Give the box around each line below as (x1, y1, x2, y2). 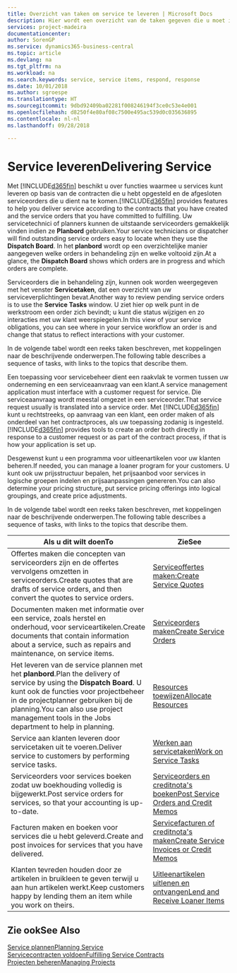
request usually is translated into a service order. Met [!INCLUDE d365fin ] (7, 403, 220, 412)
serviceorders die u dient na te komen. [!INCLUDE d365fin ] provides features (7, 197, 228, 205)
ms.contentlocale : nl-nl (7, 115, 80, 122)
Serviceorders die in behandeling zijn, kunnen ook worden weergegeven (7, 278, 219, 287)
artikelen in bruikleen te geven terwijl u (11, 873, 139, 883)
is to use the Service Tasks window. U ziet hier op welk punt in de (7, 301, 200, 309)
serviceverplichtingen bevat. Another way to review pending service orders (7, 293, 224, 302)
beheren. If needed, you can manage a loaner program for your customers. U (7, 462, 230, 470)
